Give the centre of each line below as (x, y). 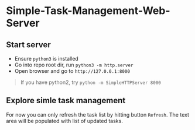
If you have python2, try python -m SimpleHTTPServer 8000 (90, 82)
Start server (28, 45)
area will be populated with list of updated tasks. (64, 121)
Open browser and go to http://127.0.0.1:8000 (72, 71)
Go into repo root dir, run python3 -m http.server (74, 65)
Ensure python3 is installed (47, 59)
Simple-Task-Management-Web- (88, 11)
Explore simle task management (66, 101)
